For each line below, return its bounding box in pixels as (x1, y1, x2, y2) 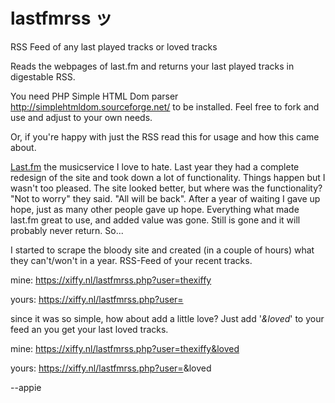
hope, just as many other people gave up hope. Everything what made (10, 203, 300, 215)
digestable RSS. (10, 70, 76, 83)
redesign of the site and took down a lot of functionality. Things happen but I (10, 171, 326, 183)
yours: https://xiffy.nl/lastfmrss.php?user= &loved (10, 362, 212, 374)
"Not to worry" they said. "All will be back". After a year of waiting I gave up (10, 192, 321, 204)
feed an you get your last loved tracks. (10, 323, 169, 335)
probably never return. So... (10, 224, 124, 236)
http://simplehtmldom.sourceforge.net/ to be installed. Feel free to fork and (10, 100, 320, 113)
